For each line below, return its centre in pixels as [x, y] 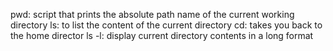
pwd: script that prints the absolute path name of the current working [152, 14]
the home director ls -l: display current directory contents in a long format [162, 35]
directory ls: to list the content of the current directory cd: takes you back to [166, 25]
